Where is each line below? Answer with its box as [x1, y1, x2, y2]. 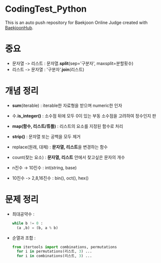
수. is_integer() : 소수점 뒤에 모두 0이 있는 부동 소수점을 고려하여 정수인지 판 [12, 113, 157, 119]
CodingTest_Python [5, 3, 87, 15]
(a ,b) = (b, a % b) [17, 225, 58, 230]
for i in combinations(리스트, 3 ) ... [17, 254, 92, 259]
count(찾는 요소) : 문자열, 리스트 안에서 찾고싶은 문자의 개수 [12, 154, 125, 160]
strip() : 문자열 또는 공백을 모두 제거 [12, 133, 81, 140]
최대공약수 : [12, 211, 35, 217]
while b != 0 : [12, 221, 43, 225]
